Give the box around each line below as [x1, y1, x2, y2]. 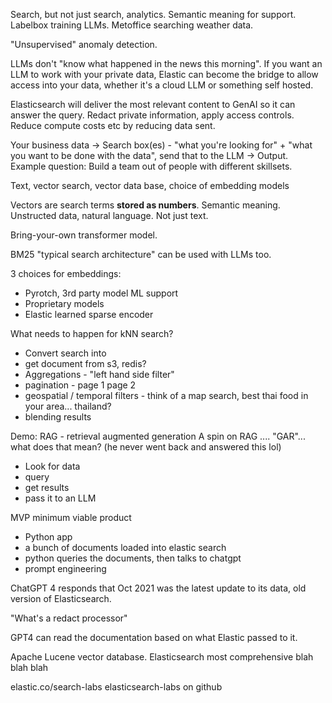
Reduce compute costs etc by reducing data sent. [10, 120, 216, 131]
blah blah [10, 662, 49, 673]
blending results [24, 411, 92, 423]
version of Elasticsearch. [10, 593, 112, 604]
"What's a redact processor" [10, 612, 128, 624]
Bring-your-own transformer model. [10, 229, 158, 241]
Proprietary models [24, 298, 105, 309]
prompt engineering [24, 563, 107, 574]
